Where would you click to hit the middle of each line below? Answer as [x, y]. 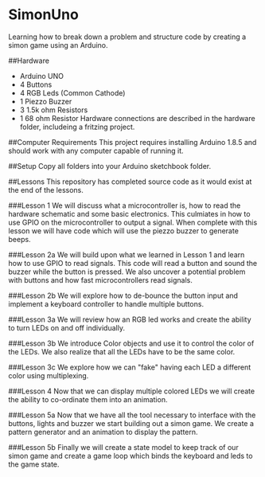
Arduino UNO [42, 76]
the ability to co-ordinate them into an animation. [88, 399]
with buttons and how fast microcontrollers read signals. [101, 280]
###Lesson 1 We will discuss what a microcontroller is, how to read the [125, 205]
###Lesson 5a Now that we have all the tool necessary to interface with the [132, 415]
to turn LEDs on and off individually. [67, 327]
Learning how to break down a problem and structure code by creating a [127, 37]
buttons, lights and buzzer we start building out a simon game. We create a [131, 423]
